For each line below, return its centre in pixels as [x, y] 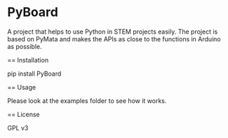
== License [24, 114]
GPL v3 [18, 127]
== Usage [22, 87]
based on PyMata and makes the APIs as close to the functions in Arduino [114, 39]
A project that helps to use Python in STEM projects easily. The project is [113, 32]
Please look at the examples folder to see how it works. [87, 101]
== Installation [28, 60]
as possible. [25, 46]
